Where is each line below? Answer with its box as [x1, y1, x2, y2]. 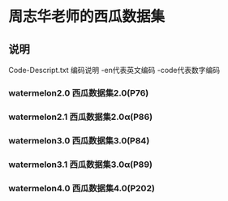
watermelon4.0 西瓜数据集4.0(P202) [8, 182, 156, 194]
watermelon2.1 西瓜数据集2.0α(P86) [8, 111, 153, 122]
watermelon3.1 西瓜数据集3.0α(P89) [8, 159, 153, 170]
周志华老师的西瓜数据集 [8, 7, 166, 26]
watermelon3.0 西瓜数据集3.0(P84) [8, 135, 150, 146]
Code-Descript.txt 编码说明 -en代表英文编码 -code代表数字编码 [8, 66, 221, 75]
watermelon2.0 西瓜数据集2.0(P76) [8, 87, 149, 98]
